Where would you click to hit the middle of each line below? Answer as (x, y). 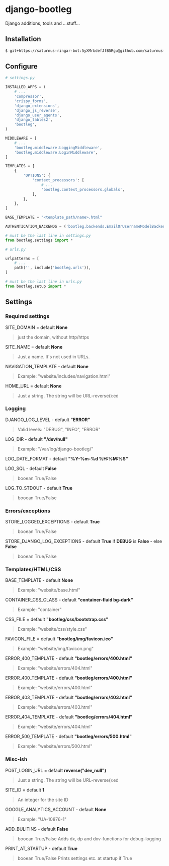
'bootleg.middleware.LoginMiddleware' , (56, 152)
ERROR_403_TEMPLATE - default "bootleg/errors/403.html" (69, 697)
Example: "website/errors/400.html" (55, 688)
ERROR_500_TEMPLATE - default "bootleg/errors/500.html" (69, 737)
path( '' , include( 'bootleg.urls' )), (53, 268)
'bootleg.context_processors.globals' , (83, 189)
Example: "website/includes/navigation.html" (64, 376)
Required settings (27, 316)
